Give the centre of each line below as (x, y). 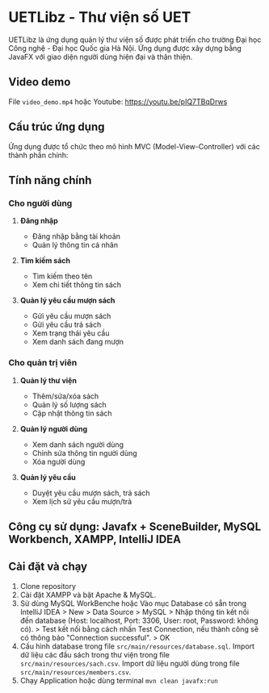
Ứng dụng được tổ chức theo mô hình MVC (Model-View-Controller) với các (134, 146)
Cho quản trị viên (43, 363)
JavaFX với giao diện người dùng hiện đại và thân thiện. (101, 56)
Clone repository (48, 586)
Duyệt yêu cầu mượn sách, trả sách (91, 493)
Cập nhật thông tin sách (72, 413)
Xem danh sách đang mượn (78, 342)
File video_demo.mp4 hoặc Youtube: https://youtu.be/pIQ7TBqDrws (118, 102)
